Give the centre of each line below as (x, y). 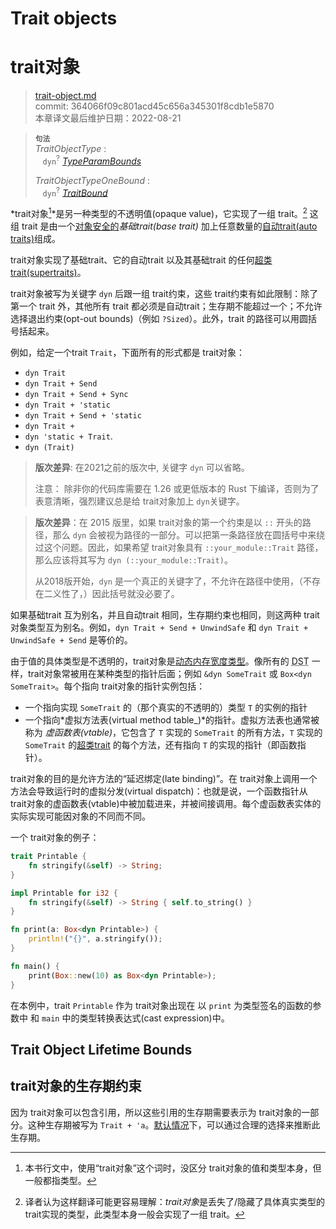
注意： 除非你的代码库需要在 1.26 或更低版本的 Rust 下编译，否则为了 (177, 489)
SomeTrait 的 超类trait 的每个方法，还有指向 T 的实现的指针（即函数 (161, 745)
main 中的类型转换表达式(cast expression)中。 (135, 1018)
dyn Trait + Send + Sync (76, 395)
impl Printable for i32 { (64, 893)
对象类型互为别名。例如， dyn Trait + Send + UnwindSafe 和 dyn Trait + (159, 628)
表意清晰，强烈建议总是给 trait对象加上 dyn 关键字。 (139, 501)
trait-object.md (65, 96)
